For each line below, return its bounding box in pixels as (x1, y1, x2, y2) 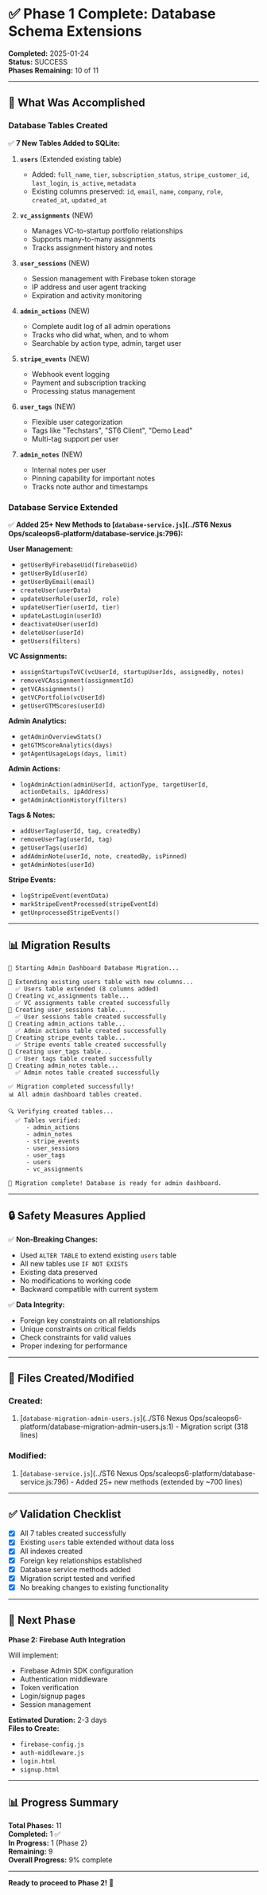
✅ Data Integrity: (8, 1300, 65, 1309)
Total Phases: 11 (8, 1821, 62, 1830)
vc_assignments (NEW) (19, 210, 94, 220)
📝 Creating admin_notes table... (8, 1061, 119, 1069)
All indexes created (19, 1547, 83, 1556)
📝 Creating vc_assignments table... (8, 991, 130, 1000)
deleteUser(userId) (19, 629, 85, 637)
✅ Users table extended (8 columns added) (15, 985, 160, 993)
